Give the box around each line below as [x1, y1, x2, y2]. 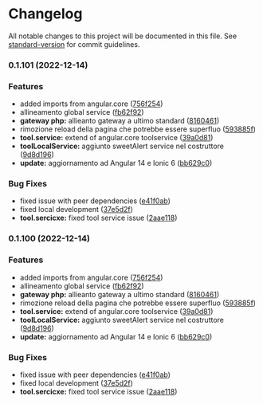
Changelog [8, 5, 83, 23]
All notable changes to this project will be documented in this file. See [8, 31, 237, 41]
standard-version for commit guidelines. [8, 39, 140, 49]
